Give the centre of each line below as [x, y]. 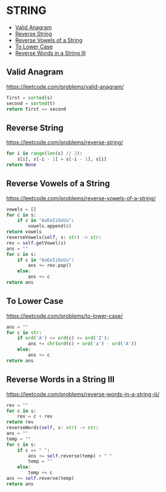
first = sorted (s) [29, 97]
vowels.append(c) [50, 226]
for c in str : [24, 333]
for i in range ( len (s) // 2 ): [45, 154]
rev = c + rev [35, 416]
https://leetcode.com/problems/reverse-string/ [65, 142]
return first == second [36, 109]
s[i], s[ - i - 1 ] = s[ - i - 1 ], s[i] [62, 159]
